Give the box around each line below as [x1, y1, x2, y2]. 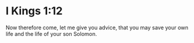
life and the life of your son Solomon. [5, 30, 98, 37]
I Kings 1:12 [5, 4, 63, 18]
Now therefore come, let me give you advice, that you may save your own [5, 24, 189, 31]
